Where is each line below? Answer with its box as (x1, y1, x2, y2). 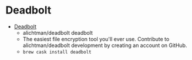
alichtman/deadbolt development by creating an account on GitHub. (22, 42, 187, 49)
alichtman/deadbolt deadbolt (22, 29, 93, 36)
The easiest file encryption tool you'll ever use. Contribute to (22, 35, 170, 42)
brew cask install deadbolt (22, 49, 92, 55)
